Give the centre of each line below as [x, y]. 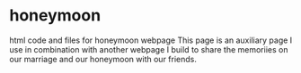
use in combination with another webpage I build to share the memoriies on [149, 49]
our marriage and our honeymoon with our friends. [103, 59]
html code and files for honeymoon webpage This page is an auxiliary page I [151, 40]
